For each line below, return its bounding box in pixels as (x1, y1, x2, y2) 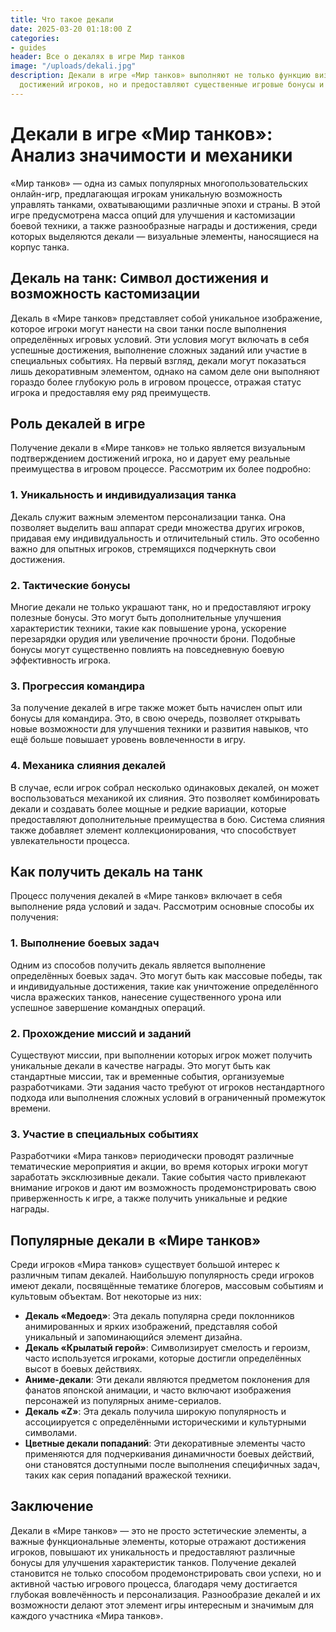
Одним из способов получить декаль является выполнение (10, 959, 266, 971)
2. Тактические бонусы (10, 578, 131, 592)
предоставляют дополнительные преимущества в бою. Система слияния (10, 813, 326, 825)
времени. (10, 1102, 52, 1114)
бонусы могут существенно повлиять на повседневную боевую (10, 643, 285, 655)
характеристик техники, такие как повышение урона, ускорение (10, 622, 287, 634)
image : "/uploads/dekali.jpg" (10, 61, 137, 71)
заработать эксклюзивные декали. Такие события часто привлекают (10, 1171, 307, 1183)
